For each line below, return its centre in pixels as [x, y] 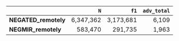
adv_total [156, 11]
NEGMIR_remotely [35, 30]
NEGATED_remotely [37, 20]
